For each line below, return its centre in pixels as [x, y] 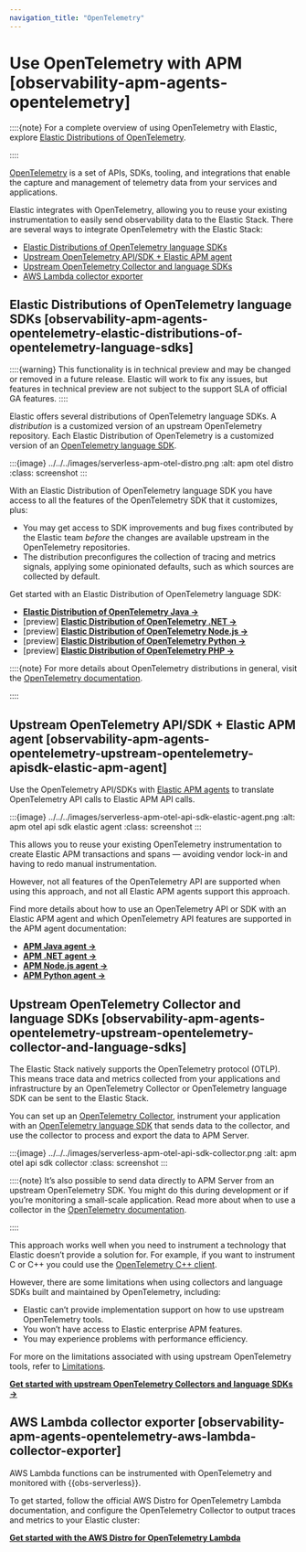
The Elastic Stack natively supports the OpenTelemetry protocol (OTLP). [145, 1069]
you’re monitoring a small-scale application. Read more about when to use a [153, 1200]
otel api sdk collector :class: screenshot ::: [89, 1163]
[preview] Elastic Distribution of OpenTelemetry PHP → [128, 651]
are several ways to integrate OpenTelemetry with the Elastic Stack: [136, 229]
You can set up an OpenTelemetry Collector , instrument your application [145, 1116]
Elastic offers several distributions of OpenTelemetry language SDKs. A [143, 416]
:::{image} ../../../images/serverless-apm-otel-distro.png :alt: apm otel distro [152, 464]
